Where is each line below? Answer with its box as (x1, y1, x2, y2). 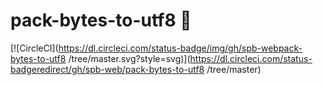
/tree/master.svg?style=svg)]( (68, 52, 191, 64)
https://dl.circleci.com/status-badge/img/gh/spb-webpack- (58, 42, 303, 54)
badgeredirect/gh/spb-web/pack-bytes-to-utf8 (10, 63, 205, 75)
